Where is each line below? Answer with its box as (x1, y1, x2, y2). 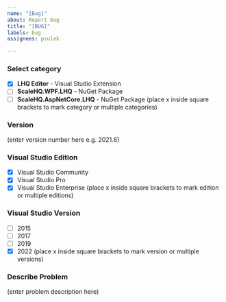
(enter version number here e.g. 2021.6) (7, 135, 120, 144)
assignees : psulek (7, 36, 60, 42)
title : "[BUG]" (7, 23, 51, 29)
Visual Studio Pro (16, 176, 66, 184)
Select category (7, 64, 62, 74)
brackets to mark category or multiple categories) (16, 103, 158, 111)
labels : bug (7, 29, 41, 36)
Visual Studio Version (7, 208, 81, 218)
